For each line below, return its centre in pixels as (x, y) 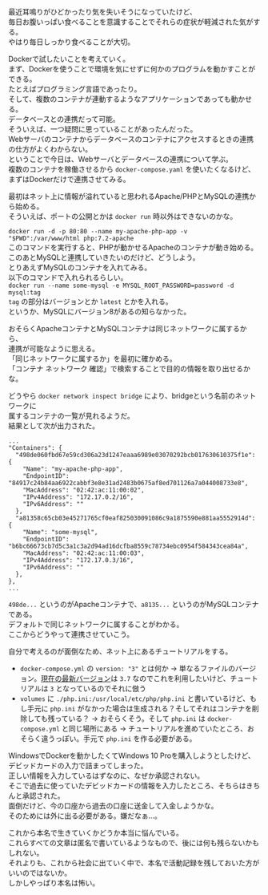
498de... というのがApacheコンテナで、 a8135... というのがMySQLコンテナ (134, 604)
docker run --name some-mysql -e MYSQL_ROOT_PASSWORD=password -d (121, 286)
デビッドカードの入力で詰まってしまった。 (78, 765)
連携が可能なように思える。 (54, 348)
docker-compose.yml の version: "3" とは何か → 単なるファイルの (128, 668)
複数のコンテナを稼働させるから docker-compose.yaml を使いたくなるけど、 (132, 169)
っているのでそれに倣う (108, 688)
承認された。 (43, 796)
